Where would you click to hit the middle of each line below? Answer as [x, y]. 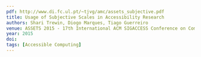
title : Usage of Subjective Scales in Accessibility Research [85, 17]
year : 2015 [20, 34]
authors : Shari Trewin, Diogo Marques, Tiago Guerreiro [77, 23]
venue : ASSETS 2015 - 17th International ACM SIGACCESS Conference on [96, 28]
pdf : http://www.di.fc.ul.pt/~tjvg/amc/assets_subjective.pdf [85, 12]
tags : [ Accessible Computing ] [44, 45]
